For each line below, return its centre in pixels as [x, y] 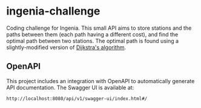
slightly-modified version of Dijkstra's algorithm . [66, 47]
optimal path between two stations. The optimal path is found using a [93, 41]
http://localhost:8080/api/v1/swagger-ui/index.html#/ [77, 98]
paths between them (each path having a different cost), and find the [92, 34]
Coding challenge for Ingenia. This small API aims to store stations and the [99, 28]
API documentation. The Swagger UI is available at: [70, 87]
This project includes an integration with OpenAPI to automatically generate [100, 81]
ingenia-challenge [53, 11]
